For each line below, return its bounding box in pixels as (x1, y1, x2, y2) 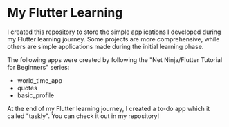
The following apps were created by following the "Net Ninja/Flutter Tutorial (7, 55, 223, 63)
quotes (17, 84, 38, 92)
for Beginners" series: (7, 63, 70, 71)
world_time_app (17, 76, 63, 84)
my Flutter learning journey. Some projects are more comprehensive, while (7, 35, 220, 43)
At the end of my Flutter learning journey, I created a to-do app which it (7, 104, 210, 113)
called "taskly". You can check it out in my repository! (7, 112, 160, 120)
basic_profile (17, 91, 55, 99)
